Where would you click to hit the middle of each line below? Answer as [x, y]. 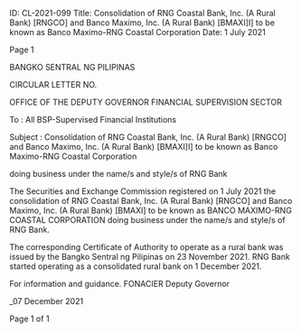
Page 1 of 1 [29, 319]
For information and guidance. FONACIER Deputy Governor [120, 284]
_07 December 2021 [47, 301]
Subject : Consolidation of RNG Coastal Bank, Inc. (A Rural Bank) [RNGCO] [148, 137]
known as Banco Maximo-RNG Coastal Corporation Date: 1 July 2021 [138, 32]
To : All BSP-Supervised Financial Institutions [93, 120]
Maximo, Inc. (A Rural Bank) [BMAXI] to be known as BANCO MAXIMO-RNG [150, 210]
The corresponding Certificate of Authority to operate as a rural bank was [146, 247]
